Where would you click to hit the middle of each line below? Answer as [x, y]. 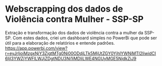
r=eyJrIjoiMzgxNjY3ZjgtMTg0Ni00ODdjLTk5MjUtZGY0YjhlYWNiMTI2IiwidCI [81, 53]
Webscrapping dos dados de [64, 9]
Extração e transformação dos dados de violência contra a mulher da [74, 33]
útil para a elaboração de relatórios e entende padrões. [60, 43]
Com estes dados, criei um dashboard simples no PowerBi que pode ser [85, 38]
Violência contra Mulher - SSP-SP [74, 19]
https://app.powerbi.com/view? [36, 48]
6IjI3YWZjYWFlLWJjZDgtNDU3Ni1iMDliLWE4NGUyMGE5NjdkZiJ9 [71, 58]
